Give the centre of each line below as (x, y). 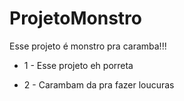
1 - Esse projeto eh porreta (78, 65)
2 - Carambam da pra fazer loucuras (99, 84)
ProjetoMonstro (75, 18)
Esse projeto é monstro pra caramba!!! (88, 46)
